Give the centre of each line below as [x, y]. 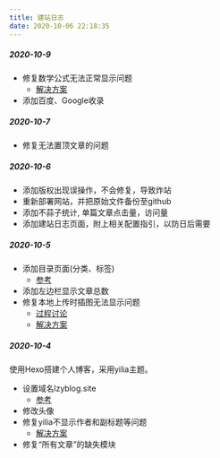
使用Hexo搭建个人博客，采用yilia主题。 [81, 369]
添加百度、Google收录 [63, 100]
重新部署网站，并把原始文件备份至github [97, 202]
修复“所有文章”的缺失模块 [69, 445]
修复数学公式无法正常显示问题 [77, 78]
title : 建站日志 [37, 17]
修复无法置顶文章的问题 [65, 145]
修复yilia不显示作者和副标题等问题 [85, 422]
